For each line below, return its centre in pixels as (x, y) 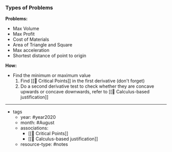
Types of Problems (29, 8)
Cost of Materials (31, 39)
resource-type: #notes (44, 144)
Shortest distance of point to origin (49, 56)
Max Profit (24, 34)
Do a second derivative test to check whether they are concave (87, 86)
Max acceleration (31, 50)
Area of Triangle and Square (42, 45)
